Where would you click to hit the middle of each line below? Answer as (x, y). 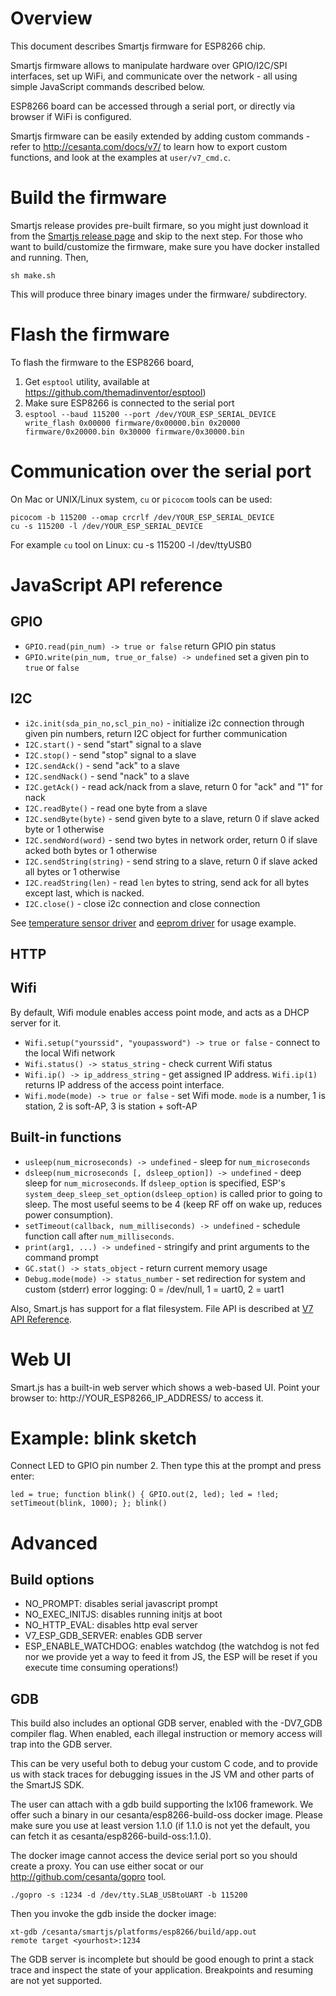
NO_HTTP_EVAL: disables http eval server (111, 1625)
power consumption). (69, 1214)
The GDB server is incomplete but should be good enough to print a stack (162, 1959)
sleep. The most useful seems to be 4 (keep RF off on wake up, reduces (173, 1204)
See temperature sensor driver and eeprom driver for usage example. (153, 923)
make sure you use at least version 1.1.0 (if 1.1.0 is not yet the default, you (160, 1826)
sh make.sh (33, 275)
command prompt (61, 1257)
